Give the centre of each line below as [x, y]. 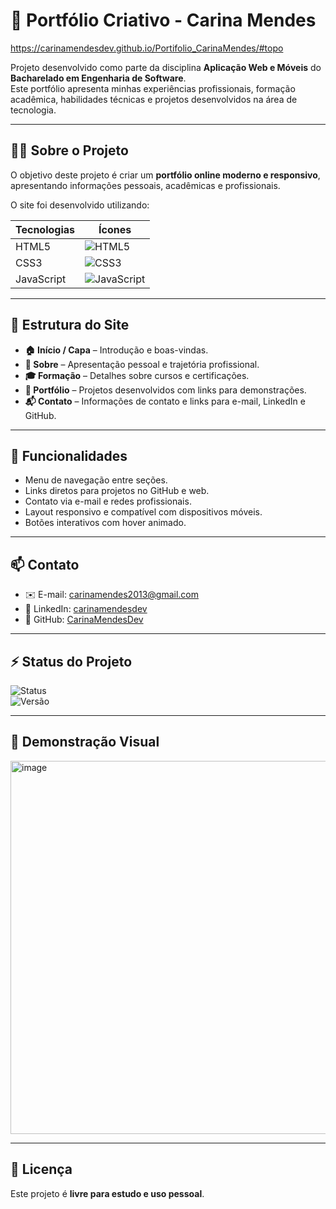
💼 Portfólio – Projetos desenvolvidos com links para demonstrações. [165, 390]
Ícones [115, 229]
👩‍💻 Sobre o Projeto [69, 150]
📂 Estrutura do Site [70, 325]
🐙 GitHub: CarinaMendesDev [84, 620]
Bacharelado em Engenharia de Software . [98, 78]
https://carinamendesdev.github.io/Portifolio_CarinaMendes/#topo [147, 48]
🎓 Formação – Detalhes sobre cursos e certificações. [137, 375]
